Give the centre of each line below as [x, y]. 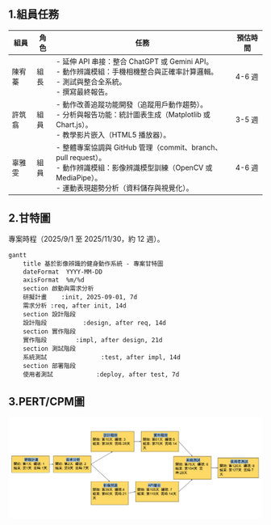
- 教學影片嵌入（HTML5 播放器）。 [113, 134]
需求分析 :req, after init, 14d [75, 306]
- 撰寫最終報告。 [84, 91]
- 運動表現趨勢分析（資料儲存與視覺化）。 [125, 188]
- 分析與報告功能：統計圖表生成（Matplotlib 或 [133, 114]
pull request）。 [81, 158]
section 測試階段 [50, 349]
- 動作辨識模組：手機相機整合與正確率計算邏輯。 [137, 71]
